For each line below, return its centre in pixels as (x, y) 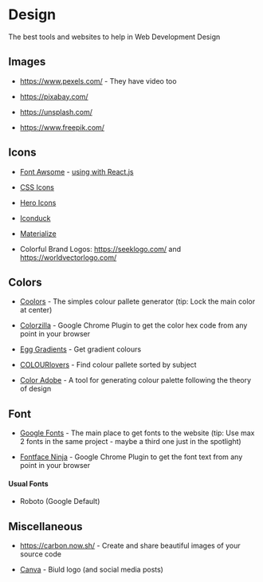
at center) (36, 310)
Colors (25, 282)
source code (41, 554)
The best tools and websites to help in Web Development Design (114, 37)
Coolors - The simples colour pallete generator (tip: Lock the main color (137, 301)
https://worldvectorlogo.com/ (68, 258)
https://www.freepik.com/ (62, 127)
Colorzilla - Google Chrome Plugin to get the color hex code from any (133, 325)
